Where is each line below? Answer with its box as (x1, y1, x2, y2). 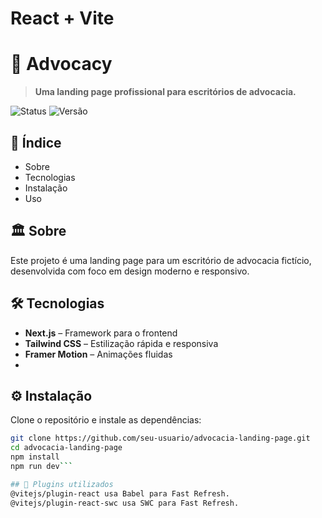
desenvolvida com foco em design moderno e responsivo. (10, 265, 250, 277)
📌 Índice (10, 134, 62, 151)
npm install (10, 452, 60, 462)
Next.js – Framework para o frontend (24, 327, 178, 339)
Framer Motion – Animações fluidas (24, 348, 173, 360)
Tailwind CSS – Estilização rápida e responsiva (24, 337, 219, 349)
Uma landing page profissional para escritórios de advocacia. (34, 86, 297, 98)
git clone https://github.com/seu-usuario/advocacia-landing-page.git (10, 433, 311, 444)
